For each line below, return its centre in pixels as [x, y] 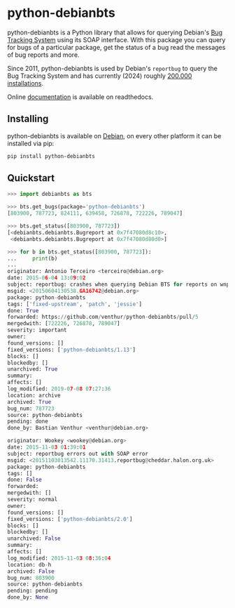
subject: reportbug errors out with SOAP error [78, 454]
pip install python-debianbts [51, 156]
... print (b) [33, 258]
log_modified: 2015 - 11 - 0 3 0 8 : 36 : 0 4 [59, 558]
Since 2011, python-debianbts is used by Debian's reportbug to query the [113, 68]
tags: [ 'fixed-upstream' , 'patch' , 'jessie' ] [74, 304]
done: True [23, 310]
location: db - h [29, 564]
